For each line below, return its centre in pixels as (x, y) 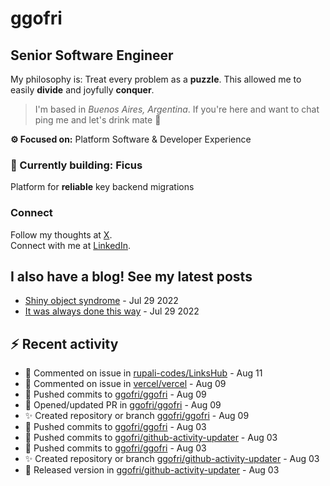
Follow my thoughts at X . (61, 234)
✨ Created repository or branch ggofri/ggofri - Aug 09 (137, 416)
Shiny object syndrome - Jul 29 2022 (101, 301)
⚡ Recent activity (64, 343)
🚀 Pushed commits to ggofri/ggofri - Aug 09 (115, 394)
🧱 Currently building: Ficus (76, 165)
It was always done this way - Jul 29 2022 (112, 311)
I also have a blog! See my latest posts (131, 276)
